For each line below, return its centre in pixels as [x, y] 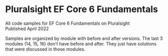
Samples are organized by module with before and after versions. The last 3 [84, 38]
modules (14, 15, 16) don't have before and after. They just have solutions [81, 43]
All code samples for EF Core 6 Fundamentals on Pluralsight [68, 23]
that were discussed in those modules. [45, 49]
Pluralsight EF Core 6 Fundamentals [81, 9]
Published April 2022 [27, 28]
